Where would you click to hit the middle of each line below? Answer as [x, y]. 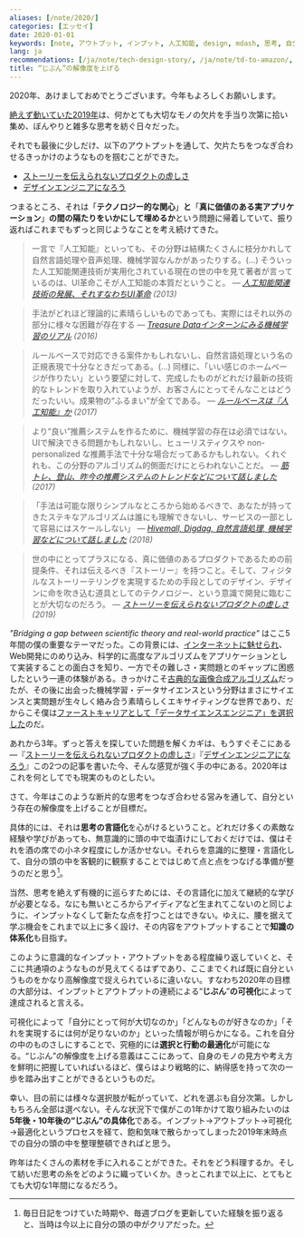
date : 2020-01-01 [42, 34]
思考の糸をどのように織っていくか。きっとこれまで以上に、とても [162, 1174]
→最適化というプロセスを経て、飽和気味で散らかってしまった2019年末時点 [148, 1132]
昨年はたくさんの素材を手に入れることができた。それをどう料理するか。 [144, 1162]
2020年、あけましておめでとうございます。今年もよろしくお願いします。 [145, 95]
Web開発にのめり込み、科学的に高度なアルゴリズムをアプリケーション [141, 655]
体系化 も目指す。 [41, 938]
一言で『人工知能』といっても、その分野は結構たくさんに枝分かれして [161, 248]
